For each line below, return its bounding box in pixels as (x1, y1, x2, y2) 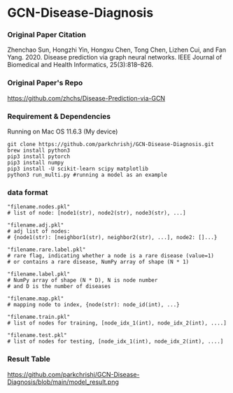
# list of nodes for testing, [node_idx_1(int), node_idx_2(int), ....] (7, 338, 224, 345)
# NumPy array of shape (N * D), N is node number (7, 277, 158, 284)
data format (7, 187, 48, 197)
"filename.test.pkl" (7, 332, 68, 339)
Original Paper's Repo (7, 78, 83, 88)
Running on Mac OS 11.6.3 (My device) (7, 127, 118, 136)
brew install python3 (7, 147, 71, 155)
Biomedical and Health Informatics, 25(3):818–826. (7, 61, 154, 69)
